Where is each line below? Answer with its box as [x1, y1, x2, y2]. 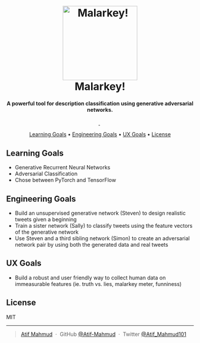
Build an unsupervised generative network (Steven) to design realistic [14, 210, 186, 217]
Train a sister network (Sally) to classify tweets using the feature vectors [14, 222, 193, 229]
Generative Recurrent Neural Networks [14, 164, 111, 171]
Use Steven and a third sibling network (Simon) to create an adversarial [14, 235, 190, 242]
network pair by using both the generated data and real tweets [14, 241, 168, 248]
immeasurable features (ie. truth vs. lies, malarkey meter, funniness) [14, 280, 182, 287]
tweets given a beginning [14, 216, 77, 223]
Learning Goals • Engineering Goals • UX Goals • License [29, 131, 171, 138]
